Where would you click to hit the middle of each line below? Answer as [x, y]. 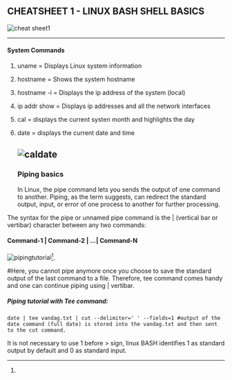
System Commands [36, 51]
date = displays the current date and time [76, 133]
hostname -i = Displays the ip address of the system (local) [101, 93]
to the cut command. [37, 330]
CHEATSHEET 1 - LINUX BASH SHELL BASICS [106, 11]
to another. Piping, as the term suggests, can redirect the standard [112, 197]
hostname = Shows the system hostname [76, 80]
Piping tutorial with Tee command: [58, 301]
